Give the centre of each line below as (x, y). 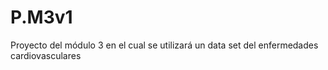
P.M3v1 (41, 17)
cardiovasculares (46, 55)
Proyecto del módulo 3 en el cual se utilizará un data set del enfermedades (164, 45)
